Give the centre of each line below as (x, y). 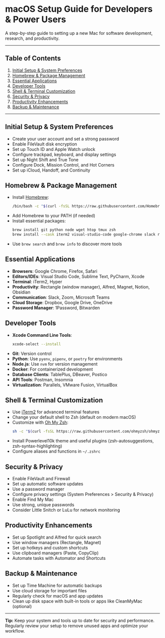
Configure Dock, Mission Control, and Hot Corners (63, 165)
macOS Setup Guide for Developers (79, 9)
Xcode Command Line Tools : (42, 335)
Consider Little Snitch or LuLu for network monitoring (66, 510)
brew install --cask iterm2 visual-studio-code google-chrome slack (84, 234)
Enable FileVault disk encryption (45, 144)
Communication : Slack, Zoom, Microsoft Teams (61, 297)
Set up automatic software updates (48, 484)
